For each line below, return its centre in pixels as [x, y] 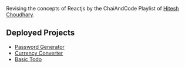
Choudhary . [20, 15]
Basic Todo [28, 59]
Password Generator [39, 46]
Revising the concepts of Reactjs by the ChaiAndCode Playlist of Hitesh [92, 8]
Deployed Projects [41, 33]
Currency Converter [39, 53]
